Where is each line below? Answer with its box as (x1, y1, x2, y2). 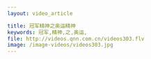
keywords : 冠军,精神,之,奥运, (7, 29, 88, 36)
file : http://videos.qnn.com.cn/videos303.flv (7, 35, 145, 42)
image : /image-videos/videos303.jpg (7, 42, 113, 49)
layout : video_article (7, 10, 73, 17)
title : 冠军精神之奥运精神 (7, 22, 77, 29)
